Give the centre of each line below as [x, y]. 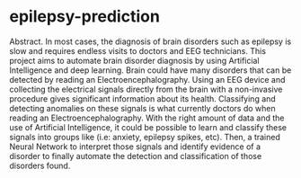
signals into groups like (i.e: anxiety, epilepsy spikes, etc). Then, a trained [145, 137]
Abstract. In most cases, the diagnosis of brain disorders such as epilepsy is [150, 41]
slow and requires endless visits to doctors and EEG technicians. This [138, 50]
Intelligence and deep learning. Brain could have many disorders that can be [150, 70]
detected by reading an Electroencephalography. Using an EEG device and [147, 79]
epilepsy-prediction [84, 17]
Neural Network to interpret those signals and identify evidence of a [135, 147]
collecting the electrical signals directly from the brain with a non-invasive [146, 89]
